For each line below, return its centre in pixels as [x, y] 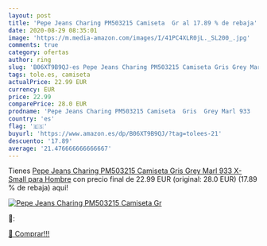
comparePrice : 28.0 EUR [48, 104]
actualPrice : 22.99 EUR [48, 82]
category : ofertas [39, 52]
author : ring [30, 60]
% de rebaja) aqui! [39, 188]
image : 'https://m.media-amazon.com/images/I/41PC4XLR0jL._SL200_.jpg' [129, 38]
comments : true [33, 45]
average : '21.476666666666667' [60, 148]
